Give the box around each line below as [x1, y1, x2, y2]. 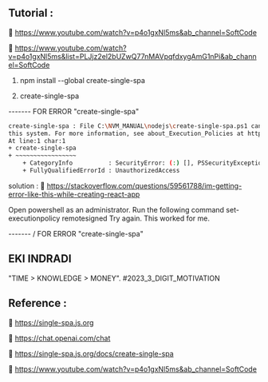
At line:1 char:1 [8, 137, 66, 145]
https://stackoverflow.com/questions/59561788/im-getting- [46, 181, 242, 190]
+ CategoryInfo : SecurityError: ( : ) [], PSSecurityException [22, 159, 266, 167]
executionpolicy [8, 213, 61, 223]
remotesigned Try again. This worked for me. [61, 213, 210, 223]
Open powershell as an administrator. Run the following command [8, 205, 225, 214]
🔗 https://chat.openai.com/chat [8, 333, 111, 343]
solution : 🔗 [8, 181, 45, 190]
